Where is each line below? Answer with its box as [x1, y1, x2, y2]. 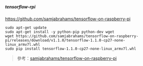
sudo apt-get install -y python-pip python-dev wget [5, 29, 115, 34]
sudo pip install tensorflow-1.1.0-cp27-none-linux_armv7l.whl [5, 46, 137, 51]
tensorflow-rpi [5, 4, 36, 10]
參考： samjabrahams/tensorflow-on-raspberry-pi [17, 55, 117, 61]
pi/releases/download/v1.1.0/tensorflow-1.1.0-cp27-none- [5, 38, 125, 43]
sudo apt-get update [5, 25, 47, 30]
